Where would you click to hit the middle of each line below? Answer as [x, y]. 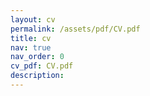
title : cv [31, 38]
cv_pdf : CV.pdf [42, 66]
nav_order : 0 [37, 57]
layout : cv [33, 19]
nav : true [31, 47]
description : [37, 76]
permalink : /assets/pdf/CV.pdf [75, 29]
